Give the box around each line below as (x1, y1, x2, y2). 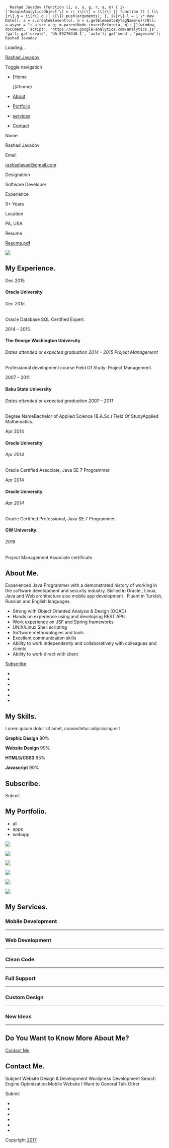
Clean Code (5, 956, 35, 963)
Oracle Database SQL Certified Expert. (5, 316, 86, 322)
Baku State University (5, 386, 52, 392)
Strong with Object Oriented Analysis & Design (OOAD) (12, 608, 127, 614)
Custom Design (5, 994, 44, 1001)
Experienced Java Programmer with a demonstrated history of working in (5, 582, 157, 588)
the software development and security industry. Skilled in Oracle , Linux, (5, 588, 157, 594)
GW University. (5, 527, 38, 533)
